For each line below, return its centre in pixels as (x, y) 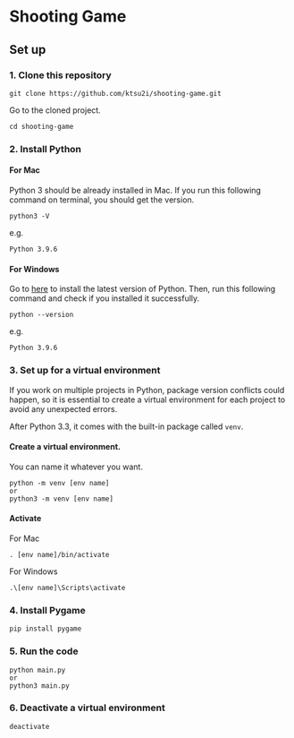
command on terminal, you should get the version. (102, 200)
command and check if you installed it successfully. (105, 298)
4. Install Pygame (48, 610)
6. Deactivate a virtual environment (87, 708)
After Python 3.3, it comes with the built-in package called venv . (126, 426)
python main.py (38, 670)
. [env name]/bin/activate (59, 554)
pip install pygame (46, 629)
